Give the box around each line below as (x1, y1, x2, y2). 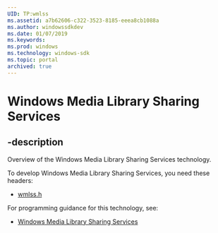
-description (7, 136, 63, 148)
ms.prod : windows (7, 43, 59, 50)
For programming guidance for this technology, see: (7, 203, 159, 212)
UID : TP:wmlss (7, 10, 49, 18)
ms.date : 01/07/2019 (7, 30, 68, 37)
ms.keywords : (7, 37, 46, 44)
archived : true (7, 63, 52, 70)
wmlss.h (17, 190, 42, 198)
